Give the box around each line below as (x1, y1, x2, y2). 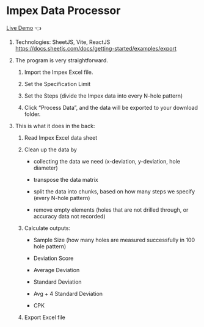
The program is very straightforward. (15, 56, 109, 64)
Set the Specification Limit (24, 80, 91, 87)
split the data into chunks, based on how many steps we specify (33, 187, 195, 195)
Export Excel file (24, 314, 65, 321)
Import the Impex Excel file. (24, 68, 93, 76)
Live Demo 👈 (6, 24, 42, 31)
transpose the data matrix (33, 176, 99, 183)
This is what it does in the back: (15, 122, 95, 129)
